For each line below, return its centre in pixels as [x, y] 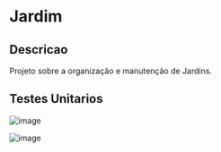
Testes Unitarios [56, 99]
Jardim [36, 17]
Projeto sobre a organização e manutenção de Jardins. [111, 71]
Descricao [39, 50]
